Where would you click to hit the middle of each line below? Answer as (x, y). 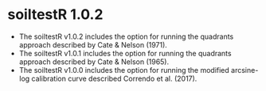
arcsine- (245, 70)
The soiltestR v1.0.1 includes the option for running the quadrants (125, 53)
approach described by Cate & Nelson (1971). (93, 44)
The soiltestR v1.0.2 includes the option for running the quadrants (126, 36)
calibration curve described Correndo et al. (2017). (114, 78)
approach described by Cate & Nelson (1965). (94, 62)
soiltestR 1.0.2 (55, 15)
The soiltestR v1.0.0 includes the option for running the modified (124, 70)
